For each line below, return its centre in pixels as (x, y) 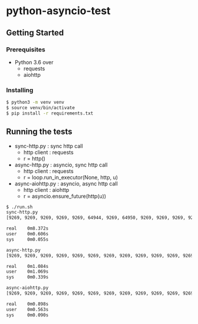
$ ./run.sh (19, 207)
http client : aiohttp (46, 189)
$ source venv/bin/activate (41, 108)
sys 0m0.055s (27, 239)
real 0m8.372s (27, 228)
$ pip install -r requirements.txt (50, 113)
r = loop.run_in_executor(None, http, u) (71, 177)
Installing (20, 90)
